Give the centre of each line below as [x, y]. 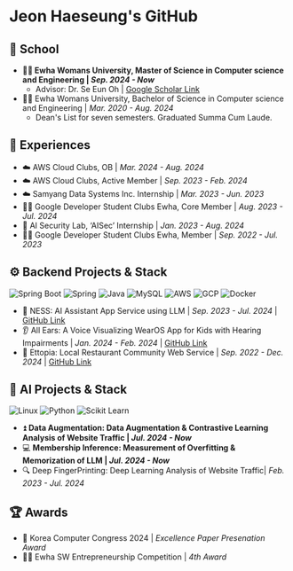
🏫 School [34, 49]
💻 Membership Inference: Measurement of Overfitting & [129, 448]
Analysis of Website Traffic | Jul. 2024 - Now [107, 438]
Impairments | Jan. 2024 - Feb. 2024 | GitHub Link [115, 342]
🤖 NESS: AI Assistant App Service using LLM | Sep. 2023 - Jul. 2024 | [150, 310]
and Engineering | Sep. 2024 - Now [88, 80]
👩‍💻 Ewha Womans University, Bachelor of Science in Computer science [153, 98]
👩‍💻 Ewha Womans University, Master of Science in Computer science [153, 70]
